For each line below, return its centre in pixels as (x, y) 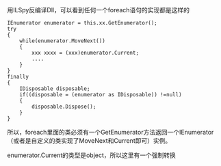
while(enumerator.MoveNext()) (63, 41)
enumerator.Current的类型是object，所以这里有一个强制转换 (92, 155)
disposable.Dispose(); (64, 107)
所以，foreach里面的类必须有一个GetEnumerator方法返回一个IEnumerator (110, 132)
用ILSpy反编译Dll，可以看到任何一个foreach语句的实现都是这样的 (99, 10)
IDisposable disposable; (55, 89)
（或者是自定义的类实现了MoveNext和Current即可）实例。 (89, 141)
